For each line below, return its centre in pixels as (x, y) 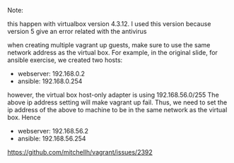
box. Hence (24, 117)
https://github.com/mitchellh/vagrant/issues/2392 (80, 152)
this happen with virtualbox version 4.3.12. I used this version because (109, 24)
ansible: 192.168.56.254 (52, 138)
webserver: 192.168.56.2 (53, 131)
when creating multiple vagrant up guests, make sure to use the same (109, 45)
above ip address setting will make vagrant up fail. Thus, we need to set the (117, 102)
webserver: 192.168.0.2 (51, 74)
